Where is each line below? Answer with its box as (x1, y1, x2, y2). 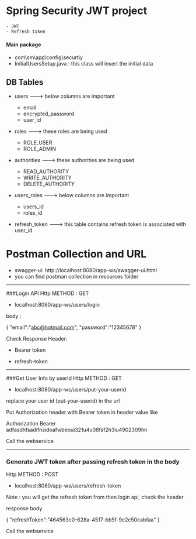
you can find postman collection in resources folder (14, 273, 139, 280)
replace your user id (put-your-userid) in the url (6, 397, 120, 404)
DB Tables (6, 77, 44, 87)
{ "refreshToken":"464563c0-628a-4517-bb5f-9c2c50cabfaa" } (6, 516, 160, 523)
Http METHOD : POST (6, 471, 59, 478)
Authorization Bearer (6, 420, 56, 427)
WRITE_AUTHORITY (23, 174, 72, 181)
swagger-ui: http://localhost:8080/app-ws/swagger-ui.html (14, 266, 157, 273)
